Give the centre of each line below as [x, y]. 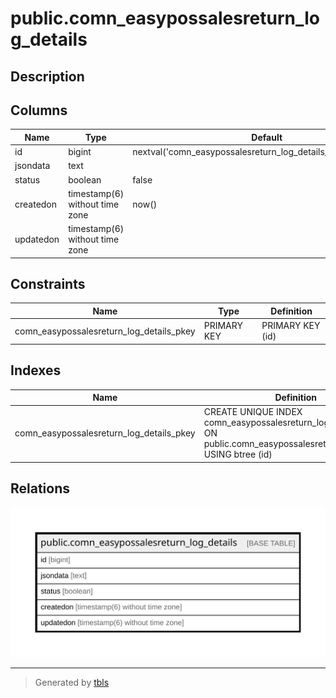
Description [47, 76]
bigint [80, 152]
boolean [85, 179]
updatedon [37, 239]
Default [267, 137]
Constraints [48, 284]
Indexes [36, 370]
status [27, 179]
